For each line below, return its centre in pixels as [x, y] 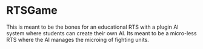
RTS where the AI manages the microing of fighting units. [78, 39]
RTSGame [32, 10]
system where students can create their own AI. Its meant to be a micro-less [101, 33]
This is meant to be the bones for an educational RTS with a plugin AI [92, 27]
